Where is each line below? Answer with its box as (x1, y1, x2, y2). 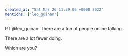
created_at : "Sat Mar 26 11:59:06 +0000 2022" (5, 7, 104, 12)
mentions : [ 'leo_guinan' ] (5, 12, 59, 17)
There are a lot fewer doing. (5, 35, 62, 41)
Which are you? (5, 45, 37, 51)
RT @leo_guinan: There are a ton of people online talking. (5, 25, 123, 31)
